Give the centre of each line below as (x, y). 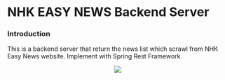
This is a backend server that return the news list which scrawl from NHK (113, 49)
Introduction (29, 34)
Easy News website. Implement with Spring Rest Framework (94, 56)
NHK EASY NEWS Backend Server (108, 12)
